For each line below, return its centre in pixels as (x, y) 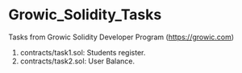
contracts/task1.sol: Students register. (83, 52)
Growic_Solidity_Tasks (85, 15)
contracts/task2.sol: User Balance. (77, 61)
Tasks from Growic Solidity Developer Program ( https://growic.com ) (121, 37)
